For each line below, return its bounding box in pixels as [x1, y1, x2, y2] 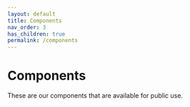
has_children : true [7, 30, 66, 38]
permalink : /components [7, 37, 79, 44]
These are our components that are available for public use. [7, 91, 184, 100]
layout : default [7, 10, 56, 18]
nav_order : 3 [7, 24, 46, 31]
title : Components [7, 17, 62, 24]
